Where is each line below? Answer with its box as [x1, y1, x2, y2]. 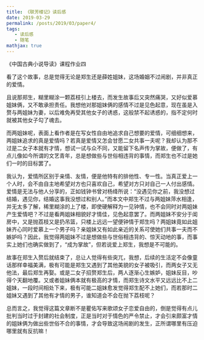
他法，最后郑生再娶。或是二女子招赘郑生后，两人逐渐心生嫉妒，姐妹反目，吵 [6, 268, 198, 276]
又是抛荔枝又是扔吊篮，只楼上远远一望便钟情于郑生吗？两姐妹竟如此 [22, 218, 192, 225]
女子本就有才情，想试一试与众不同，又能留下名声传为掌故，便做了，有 [22, 144, 198, 152]
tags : [6, 25, 20, 32]
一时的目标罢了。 [11, 159, 55, 167]
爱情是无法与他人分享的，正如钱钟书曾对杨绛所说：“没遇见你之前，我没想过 [6, 188, 195, 195]
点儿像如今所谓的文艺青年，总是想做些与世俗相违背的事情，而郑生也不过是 [6, 152, 192, 159]
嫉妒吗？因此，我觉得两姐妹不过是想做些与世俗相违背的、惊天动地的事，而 [6, 233, 192, 240]
